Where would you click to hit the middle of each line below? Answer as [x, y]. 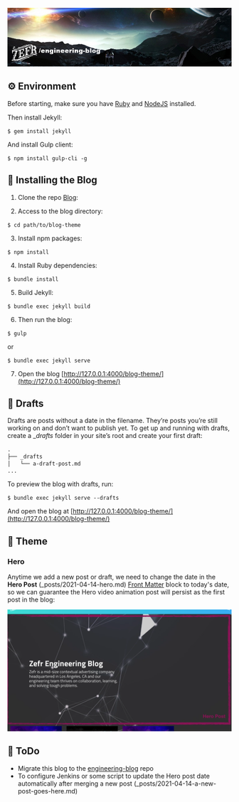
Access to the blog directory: [60, 211]
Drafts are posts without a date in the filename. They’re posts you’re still [113, 421]
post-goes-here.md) [48, 791]
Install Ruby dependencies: [57, 265]
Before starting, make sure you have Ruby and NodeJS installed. [102, 103]
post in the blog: [31, 600]
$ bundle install [33, 279]
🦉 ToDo [24, 751]
